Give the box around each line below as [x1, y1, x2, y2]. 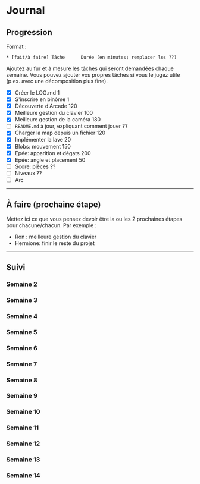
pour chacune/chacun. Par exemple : [6, 221, 97, 229]
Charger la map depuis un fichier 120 [14, 129, 106, 137]
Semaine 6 [6, 344, 37, 352]
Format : [6, 43, 27, 50]
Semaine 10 [6, 408, 40, 416]
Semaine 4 [6, 312, 38, 320]
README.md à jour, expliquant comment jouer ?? [14, 122, 128, 130]
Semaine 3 [6, 296, 37, 304]
